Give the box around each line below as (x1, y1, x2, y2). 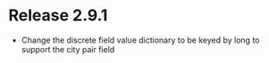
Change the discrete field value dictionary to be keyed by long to (21, 35, 260, 45)
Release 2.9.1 (8, 5, 108, 26)
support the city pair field (21, 43, 115, 54)
